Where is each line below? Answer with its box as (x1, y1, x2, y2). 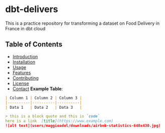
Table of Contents (5, 40, 63, 49)
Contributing (12, 75, 39, 81)
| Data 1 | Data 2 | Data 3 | (5, 105, 82, 110)
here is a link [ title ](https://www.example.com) (5, 118, 114, 124)
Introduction (12, 53, 38, 59)
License (12, 80, 29, 86)
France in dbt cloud (5, 25, 46, 31)
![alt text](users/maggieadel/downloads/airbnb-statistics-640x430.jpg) (5, 123, 161, 128)
